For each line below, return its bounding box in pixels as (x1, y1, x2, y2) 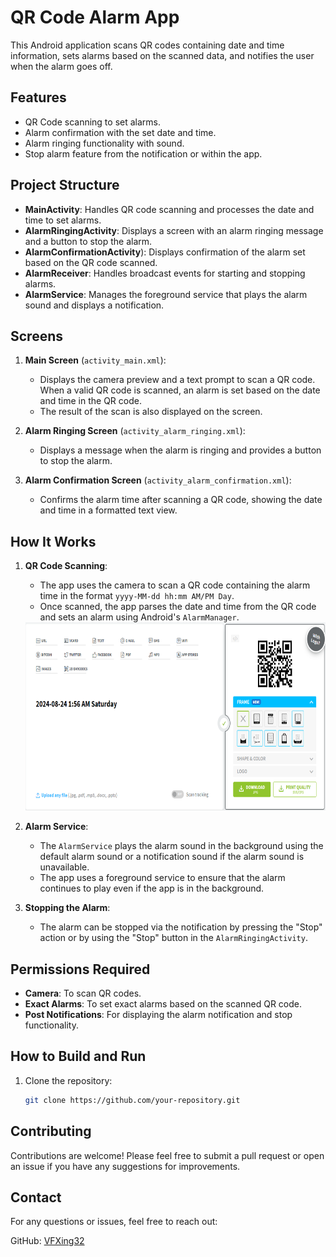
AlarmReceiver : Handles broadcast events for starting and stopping (24, 267, 306, 279)
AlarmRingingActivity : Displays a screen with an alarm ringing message (24, 224, 324, 236)
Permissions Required (10, 961, 151, 978)
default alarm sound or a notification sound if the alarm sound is (39, 851, 305, 863)
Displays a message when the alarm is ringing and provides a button (39, 444, 322, 456)
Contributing (10, 1123, 92, 1140)
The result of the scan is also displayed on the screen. (39, 406, 263, 418)
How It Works (10, 533, 97, 550)
